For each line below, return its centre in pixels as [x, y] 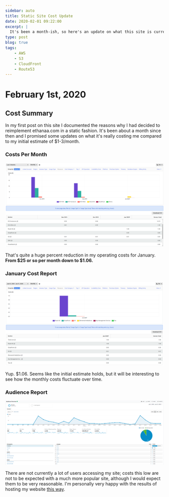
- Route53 [25, 69]
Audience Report [26, 392]
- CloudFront [28, 64]
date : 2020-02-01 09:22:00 [33, 21]
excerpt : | [17, 27]
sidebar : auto [20, 11]
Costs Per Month [26, 155]
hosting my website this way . [35, 489]
